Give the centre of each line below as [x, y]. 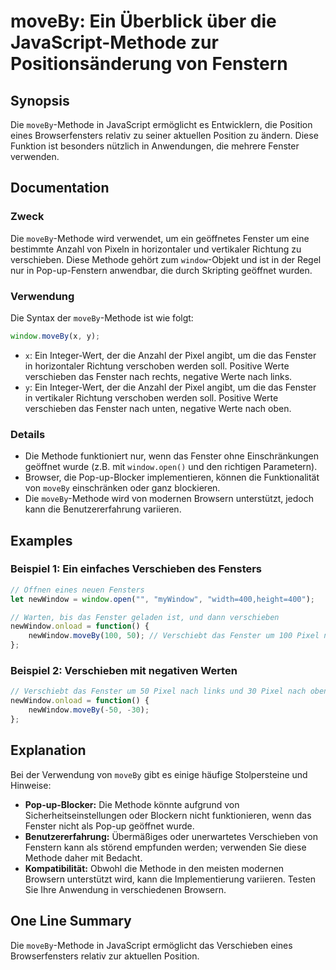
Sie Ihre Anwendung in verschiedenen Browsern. [125, 889]
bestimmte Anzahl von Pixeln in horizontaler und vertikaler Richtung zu [156, 249]
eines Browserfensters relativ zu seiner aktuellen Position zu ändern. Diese [164, 135]
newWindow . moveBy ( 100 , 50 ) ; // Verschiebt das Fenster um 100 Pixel [174, 636]
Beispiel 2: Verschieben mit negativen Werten [124, 671]
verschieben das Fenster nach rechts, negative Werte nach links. [158, 376]
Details [28, 434]
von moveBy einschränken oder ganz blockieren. [122, 488]
